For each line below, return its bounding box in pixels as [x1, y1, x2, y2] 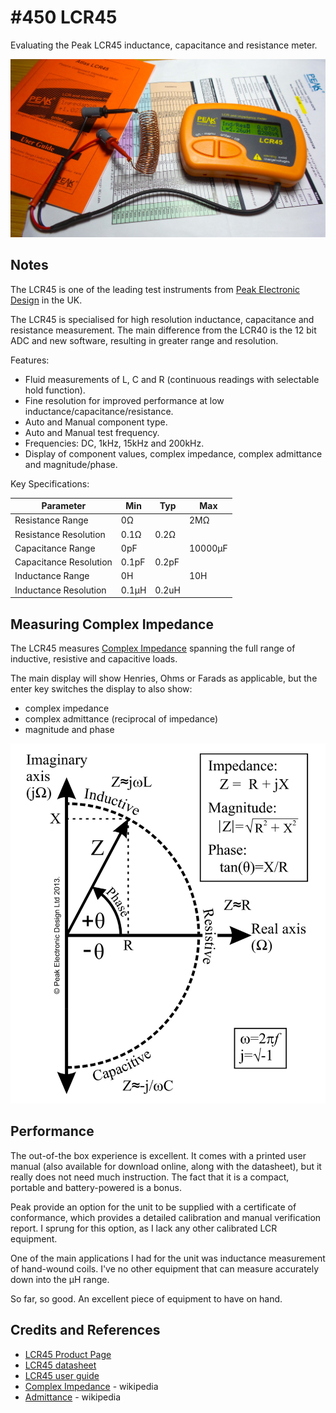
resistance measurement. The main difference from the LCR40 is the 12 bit [10, 324, 317, 336]
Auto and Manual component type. [24, 416, 168, 428]
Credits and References [10, 1322, 161, 1339]
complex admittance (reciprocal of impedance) [24, 713, 219, 725]
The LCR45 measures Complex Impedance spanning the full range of [10, 642, 296, 655]
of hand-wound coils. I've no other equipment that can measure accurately [10, 1262, 320, 1275]
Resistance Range [14, 514, 89, 526]
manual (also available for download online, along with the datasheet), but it [10, 1160, 322, 1172]
